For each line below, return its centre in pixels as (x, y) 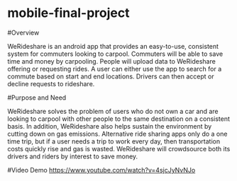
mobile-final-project (68, 13)
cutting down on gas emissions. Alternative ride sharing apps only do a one (117, 134)
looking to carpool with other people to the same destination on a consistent (119, 119)
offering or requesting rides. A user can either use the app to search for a (115, 69)
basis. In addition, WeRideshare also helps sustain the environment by (110, 126)
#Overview (23, 33)
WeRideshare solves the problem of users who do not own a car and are (113, 111)
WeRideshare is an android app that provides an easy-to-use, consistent (113, 46)
